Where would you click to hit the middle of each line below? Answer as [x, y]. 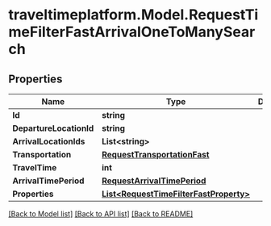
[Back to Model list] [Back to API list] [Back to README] [101, 214]
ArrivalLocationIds [49, 141]
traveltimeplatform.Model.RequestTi [133, 15]
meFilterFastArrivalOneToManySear [132, 32]
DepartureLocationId [53, 128]
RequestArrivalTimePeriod [154, 181]
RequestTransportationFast [156, 155]
